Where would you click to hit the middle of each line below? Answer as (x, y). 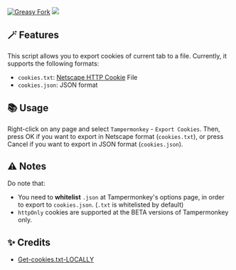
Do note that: (26, 183)
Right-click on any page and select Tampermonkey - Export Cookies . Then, (114, 129)
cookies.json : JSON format (58, 85)
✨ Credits (29, 242)
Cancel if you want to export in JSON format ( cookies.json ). (95, 144)
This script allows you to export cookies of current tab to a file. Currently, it (117, 56)
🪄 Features (33, 35)
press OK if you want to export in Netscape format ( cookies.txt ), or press (116, 136)
